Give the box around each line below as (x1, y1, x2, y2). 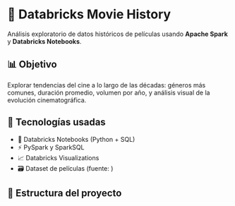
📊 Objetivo (7, 59, 58, 71)
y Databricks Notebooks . (7, 37, 82, 45)
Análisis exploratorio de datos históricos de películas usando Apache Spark (7, 30, 228, 38)
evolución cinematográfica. (7, 95, 87, 104)
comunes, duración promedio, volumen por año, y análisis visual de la (7, 88, 210, 97)
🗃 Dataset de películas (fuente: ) (17, 164, 114, 172)
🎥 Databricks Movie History (7, 6, 171, 23)
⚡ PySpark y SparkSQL (17, 143, 85, 151)
